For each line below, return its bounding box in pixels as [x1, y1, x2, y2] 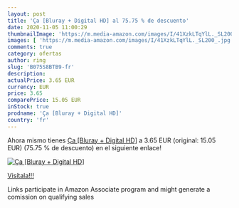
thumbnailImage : [7, 30, 55, 38]
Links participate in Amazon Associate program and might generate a [7, 184, 211, 193]
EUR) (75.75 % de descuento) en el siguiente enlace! [7, 143, 162, 152]
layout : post [7, 10, 46, 18]
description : [7, 70, 46, 77]
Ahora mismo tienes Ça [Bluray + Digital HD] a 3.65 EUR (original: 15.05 [7, 136, 216, 145]
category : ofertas [7, 51, 62, 58]
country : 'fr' [7, 116, 50, 123]
